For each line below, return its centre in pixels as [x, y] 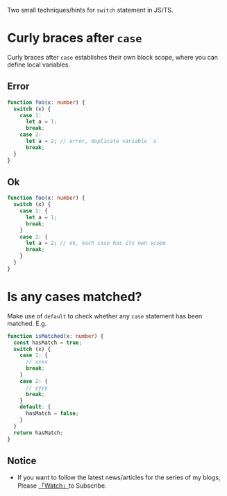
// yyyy [37, 388]
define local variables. [39, 65]
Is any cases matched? [75, 297]
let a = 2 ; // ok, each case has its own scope [96, 243]
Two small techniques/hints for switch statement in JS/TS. [90, 10]
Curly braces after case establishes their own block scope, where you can [113, 57]
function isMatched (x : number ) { [56, 336]
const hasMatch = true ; [48, 343]
